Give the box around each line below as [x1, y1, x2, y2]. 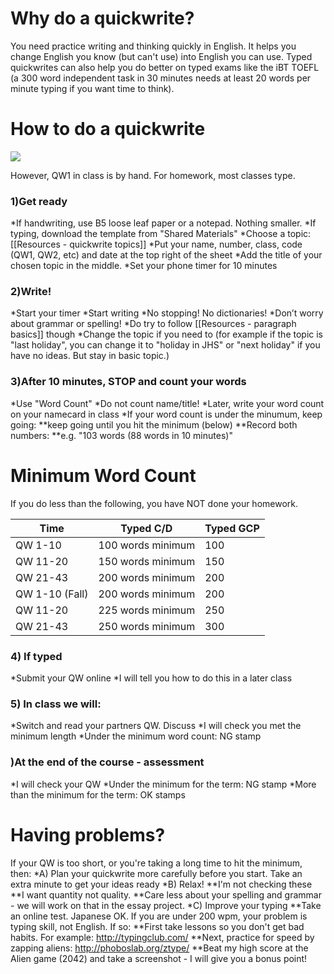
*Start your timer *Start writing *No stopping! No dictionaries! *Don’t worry [10, 307, 324, 319]
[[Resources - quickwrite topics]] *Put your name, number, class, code [10, 238, 303, 251]
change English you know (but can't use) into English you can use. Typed [10, 50, 313, 62]
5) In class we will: [10, 697, 102, 711]
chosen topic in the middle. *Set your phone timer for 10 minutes [10, 260, 278, 272]
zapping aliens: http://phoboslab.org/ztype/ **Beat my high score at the [10, 942, 309, 954]
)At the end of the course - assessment [10, 755, 205, 769]
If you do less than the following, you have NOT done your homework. [10, 497, 299, 509]
